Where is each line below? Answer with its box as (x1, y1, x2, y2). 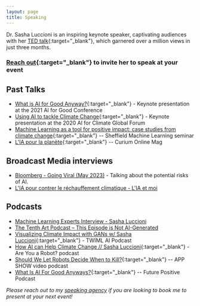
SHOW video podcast (14, 262, 69, 269)
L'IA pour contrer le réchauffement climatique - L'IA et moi (14, 184, 158, 192)
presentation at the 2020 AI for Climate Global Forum (14, 119, 145, 126)
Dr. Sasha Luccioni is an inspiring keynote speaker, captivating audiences (6, 31, 187, 38)
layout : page (6, 8, 39, 15)
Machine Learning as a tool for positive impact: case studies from (14, 126, 176, 133)
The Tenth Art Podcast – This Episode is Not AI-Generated (14, 224, 158, 231)
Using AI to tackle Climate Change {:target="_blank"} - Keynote (14, 113, 170, 120)
